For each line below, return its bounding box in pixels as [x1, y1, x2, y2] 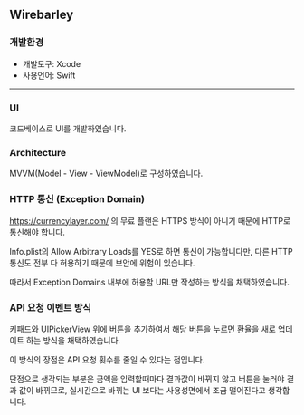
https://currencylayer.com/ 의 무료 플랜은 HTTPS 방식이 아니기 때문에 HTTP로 [9, 215, 291, 226]
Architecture [9, 146, 67, 159]
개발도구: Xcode [22, 58, 81, 69]
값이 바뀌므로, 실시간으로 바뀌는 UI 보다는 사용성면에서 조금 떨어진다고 [18, 384, 266, 395]
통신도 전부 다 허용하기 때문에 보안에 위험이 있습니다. [9, 257, 195, 268]
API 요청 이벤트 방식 [9, 301, 92, 314]
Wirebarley [9, 7, 74, 23]
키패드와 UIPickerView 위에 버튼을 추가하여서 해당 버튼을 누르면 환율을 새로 [9, 323, 276, 334]
